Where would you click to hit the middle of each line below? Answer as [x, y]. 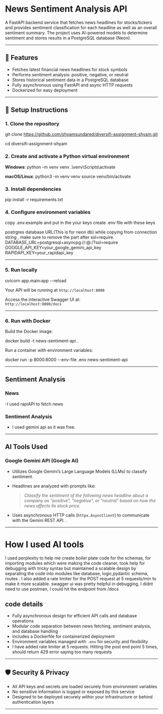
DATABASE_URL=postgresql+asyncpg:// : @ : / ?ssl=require [62, 243]
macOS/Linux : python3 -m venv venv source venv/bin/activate [68, 176]
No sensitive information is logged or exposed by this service [73, 692]
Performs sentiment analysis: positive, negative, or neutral [70, 74]
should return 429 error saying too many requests [62, 652]
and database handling [35, 631]
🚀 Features [22, 58]
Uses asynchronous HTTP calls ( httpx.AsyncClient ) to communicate [81, 515]
